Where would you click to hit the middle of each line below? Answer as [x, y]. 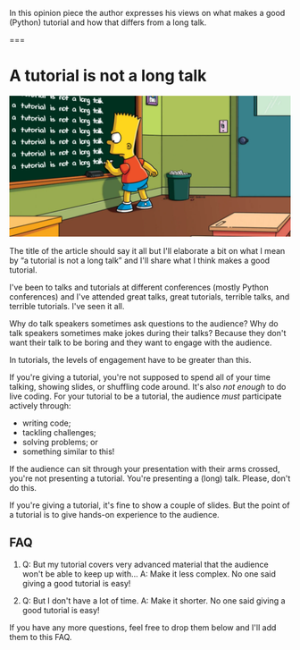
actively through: [40, 405]
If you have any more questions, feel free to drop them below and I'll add [143, 627]
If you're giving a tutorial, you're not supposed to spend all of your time [140, 377]
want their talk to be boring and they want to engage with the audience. [141, 342]
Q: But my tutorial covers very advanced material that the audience [146, 564]
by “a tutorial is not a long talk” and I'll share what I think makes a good [140, 260]
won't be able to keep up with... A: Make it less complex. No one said [149, 574]
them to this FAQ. [41, 637]
